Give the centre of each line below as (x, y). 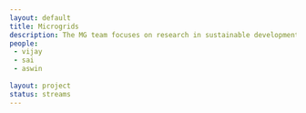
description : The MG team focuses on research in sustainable (130, 35)
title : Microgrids (44, 26)
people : (24, 43)
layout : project (40, 86)
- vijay (28, 52)
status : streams (40, 94)
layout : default (40, 18)
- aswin (28, 69)
